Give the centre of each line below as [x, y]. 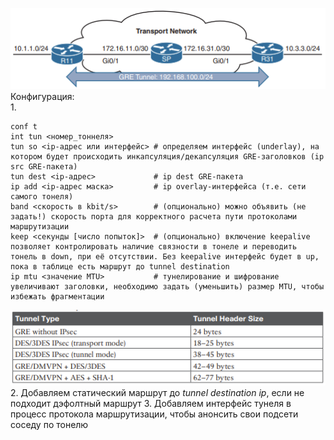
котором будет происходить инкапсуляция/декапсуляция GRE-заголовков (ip [167, 157]
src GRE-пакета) [44, 167]
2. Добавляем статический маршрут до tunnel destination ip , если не [157, 392]
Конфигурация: [42, 97]
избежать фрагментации [57, 297]
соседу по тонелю [49, 424]
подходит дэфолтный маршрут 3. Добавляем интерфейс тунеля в [151, 403]
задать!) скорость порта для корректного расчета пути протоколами [154, 217]
